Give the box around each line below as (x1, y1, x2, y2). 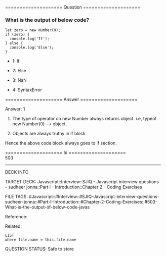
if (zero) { (5, 32, 30, 37)
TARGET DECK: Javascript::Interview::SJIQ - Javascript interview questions (5, 179, 159, 185)
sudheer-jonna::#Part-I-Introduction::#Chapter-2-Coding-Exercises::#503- (5, 199, 158, 205)
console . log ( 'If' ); (9, 37, 50, 42)
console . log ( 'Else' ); (9, 45, 54, 50)
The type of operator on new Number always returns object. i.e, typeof (12, 116, 157, 122)
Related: (5, 223, 22, 229)
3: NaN (12, 77, 27, 83)
